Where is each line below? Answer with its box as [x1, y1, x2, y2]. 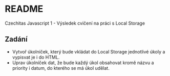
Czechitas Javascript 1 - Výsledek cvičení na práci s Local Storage [5, 20, 145, 26]
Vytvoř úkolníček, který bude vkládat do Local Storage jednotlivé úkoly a [12, 48, 165, 54]
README [5, 3, 44, 15]
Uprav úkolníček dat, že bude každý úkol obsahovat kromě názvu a [12, 60, 154, 66]
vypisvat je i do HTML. [12, 54, 60, 60]
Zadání [5, 35, 28, 44]
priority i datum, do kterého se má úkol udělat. [12, 65, 110, 71]
